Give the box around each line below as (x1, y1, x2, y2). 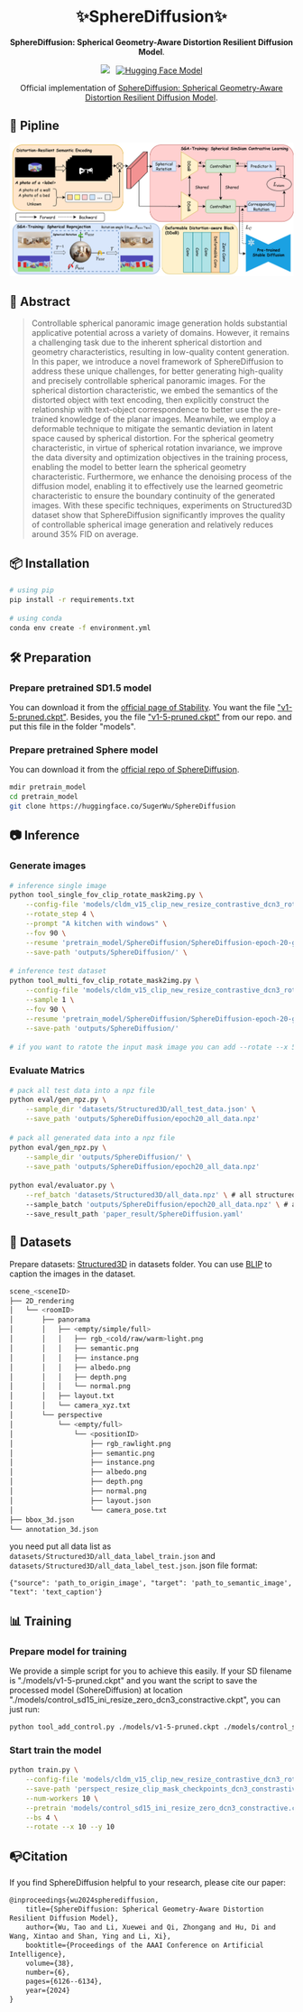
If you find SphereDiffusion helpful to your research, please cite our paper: (9, 1878, 287, 1888)
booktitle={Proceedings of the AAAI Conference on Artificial (25, 1941, 264, 1951)
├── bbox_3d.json (9, 1515, 75, 1525)
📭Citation (9, 1849, 69, 1864)
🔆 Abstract (9, 293, 70, 309)
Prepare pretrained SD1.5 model (9, 681, 151, 694)
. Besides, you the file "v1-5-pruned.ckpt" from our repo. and (66, 711, 292, 722)
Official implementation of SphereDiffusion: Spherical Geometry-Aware (20, 82, 283, 93)
